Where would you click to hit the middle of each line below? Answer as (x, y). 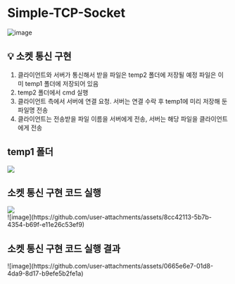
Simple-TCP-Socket (66, 13)
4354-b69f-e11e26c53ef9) (46, 225)
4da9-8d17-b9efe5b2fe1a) (45, 273)
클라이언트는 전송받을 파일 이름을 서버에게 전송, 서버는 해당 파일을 (108, 118)
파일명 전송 (33, 110)
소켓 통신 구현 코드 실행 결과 (64, 248)
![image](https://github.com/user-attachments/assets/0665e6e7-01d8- (110, 266)
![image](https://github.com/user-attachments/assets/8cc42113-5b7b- (110, 217)
